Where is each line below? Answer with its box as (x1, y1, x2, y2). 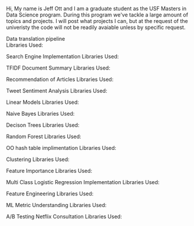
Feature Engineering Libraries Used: (6, 190, 94, 197)
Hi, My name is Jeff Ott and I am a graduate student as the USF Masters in (6, 5, 187, 12)
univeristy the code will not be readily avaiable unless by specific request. (6, 24, 186, 31)
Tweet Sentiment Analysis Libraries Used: (6, 87, 107, 94)
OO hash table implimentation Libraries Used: (6, 145, 117, 151)
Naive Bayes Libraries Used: (6, 110, 75, 117)
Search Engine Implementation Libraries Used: (6, 53, 119, 60)
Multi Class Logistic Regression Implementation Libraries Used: (6, 179, 160, 185)
